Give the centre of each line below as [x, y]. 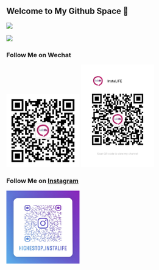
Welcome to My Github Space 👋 [68, 11]
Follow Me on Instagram [43, 181]
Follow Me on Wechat [39, 55]
